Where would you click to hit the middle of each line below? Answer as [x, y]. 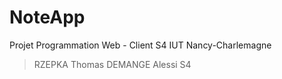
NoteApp [47, 17]
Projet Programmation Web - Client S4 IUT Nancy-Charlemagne [140, 45]
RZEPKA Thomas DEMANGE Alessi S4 [112, 64]
